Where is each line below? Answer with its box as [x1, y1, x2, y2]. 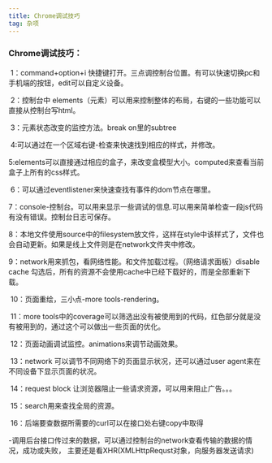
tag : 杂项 [8, 19, 39, 28]
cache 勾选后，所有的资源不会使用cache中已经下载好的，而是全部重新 [8, 266, 244, 276]
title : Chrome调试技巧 [8, 11, 80, 20]
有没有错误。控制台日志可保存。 [8, 212, 115, 222]
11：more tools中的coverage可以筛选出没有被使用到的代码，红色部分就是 [10, 311, 254, 321]
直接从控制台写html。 [8, 105, 80, 115]
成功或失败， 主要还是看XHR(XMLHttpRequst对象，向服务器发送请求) [22, 445, 254, 455]
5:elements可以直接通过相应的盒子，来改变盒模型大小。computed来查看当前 [8, 157, 265, 167]
